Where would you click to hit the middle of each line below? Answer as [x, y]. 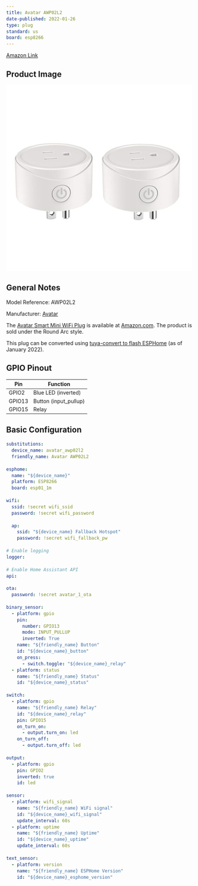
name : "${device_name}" [41, 475]
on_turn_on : [32, 727]
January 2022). [25, 349]
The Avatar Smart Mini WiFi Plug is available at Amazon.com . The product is [99, 325]
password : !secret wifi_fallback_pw [62, 539]
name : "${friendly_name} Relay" [57, 707]
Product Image [34, 74]
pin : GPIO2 [30, 771]
